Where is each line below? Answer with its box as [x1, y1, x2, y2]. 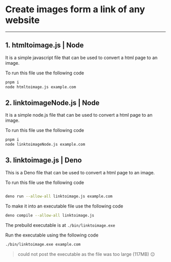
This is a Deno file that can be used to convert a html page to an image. [5, 169, 155, 175]
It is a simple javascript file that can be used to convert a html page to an [5, 55, 158, 61]
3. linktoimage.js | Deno [5, 156, 82, 165]
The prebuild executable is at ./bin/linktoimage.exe [5, 222, 116, 228]
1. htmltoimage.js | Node [5, 41, 84, 49]
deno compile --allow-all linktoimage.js [5, 213, 95, 218]
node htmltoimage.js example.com [5, 84, 76, 90]
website [5, 14, 40, 26]
